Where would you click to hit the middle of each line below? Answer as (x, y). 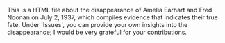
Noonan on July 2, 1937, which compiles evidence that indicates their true (113, 17)
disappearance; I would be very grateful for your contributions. (97, 32)
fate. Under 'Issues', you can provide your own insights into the (98, 25)
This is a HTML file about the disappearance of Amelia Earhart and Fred (110, 10)
